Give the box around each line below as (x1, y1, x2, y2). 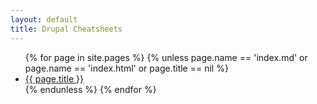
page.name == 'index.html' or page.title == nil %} (24, 62, 229, 74)
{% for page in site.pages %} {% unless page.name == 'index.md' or (24, 51, 308, 63)
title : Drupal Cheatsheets (10, 24, 123, 34)
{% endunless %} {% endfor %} (24, 83, 157, 95)
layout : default (10, 14, 78, 25)
